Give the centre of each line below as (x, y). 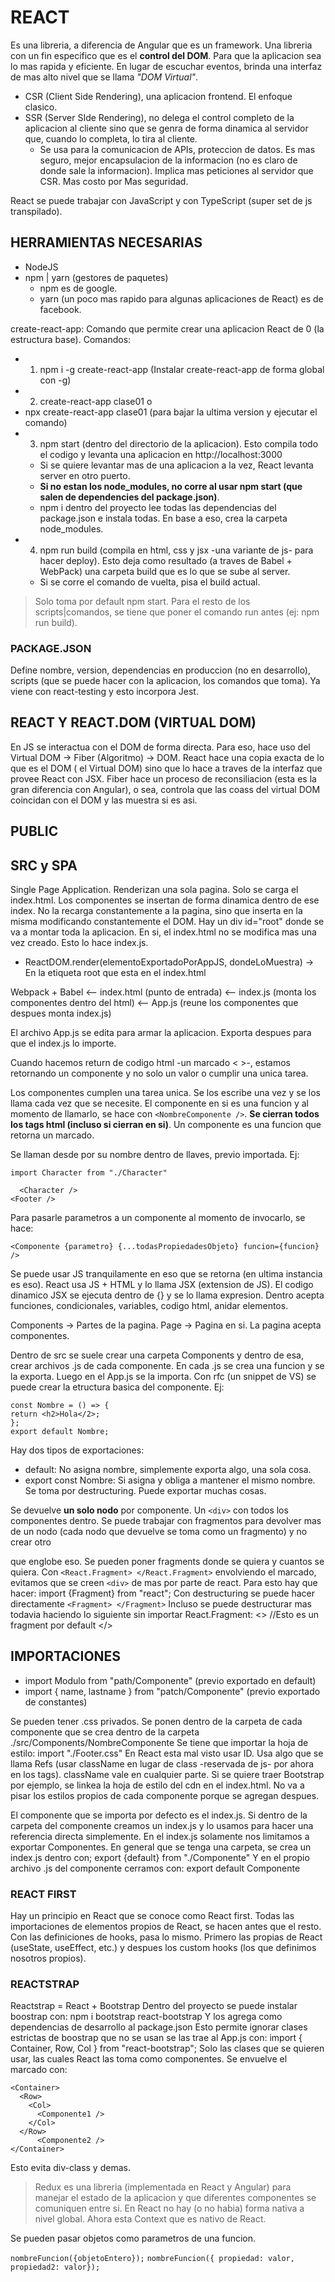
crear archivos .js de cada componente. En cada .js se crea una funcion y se (167, 1366)
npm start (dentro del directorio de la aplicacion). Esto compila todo (179, 443)
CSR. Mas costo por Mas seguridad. (114, 181)
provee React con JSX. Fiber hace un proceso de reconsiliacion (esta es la (163, 778)
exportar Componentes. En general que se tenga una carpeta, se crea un (161, 1847)
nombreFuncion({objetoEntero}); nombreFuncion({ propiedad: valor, (152, 2259)
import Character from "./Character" (89, 1173)
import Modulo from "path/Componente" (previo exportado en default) (170, 1680)
